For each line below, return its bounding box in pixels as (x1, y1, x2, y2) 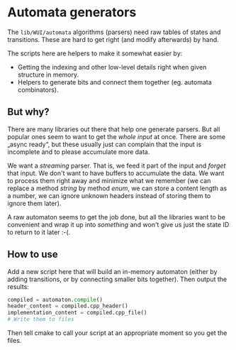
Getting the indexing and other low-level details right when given (17, 62, 207, 71)
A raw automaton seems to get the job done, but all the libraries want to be (7, 212, 225, 221)
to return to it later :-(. (7, 228, 71, 236)
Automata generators (7, 4, 137, 21)
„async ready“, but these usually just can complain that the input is (7, 140, 202, 148)
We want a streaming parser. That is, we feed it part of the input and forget (7, 161, 226, 170)
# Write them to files (7, 316, 74, 323)
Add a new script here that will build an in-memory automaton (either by (7, 267, 218, 275)
